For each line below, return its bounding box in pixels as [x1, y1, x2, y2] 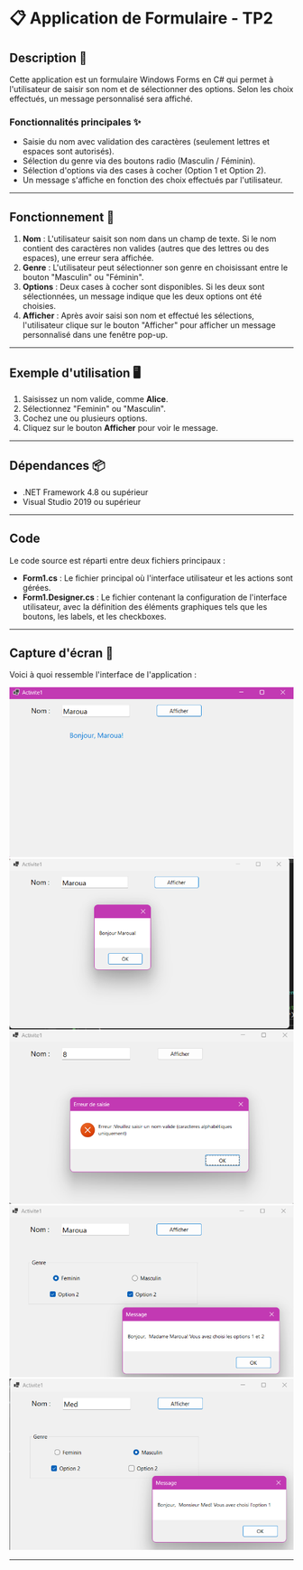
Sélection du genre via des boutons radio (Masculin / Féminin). [22, 155, 256, 166]
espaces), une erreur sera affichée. [22, 253, 154, 264]
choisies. [22, 301, 57, 312]
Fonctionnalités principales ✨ [9, 116, 142, 128]
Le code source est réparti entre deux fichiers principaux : [9, 555, 225, 565]
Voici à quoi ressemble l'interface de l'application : [9, 669, 197, 680]
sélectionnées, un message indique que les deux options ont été [22, 291, 262, 302]
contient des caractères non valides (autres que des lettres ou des [22, 243, 270, 254]
